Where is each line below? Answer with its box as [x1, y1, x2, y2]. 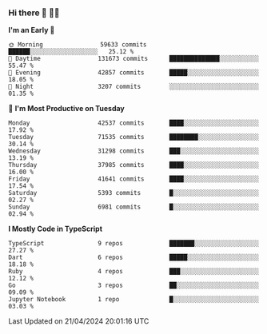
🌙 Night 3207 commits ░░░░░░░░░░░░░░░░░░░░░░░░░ [8, 83, 260, 91]
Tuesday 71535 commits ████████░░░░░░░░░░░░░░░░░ [8, 133, 260, 141]
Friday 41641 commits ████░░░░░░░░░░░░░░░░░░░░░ [8, 175, 260, 183]
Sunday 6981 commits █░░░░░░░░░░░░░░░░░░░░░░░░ [8, 203, 260, 211]
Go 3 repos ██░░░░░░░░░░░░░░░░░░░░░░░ [8, 281, 260, 290]
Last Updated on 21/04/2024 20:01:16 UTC [8, 316, 149, 326]
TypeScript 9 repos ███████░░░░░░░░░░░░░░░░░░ [8, 240, 260, 248]
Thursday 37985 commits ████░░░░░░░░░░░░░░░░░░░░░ [8, 161, 260, 169]
